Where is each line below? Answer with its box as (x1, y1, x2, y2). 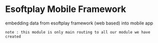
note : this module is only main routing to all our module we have (5, 29, 151, 34)
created (5, 34, 21, 39)
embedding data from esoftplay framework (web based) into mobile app (5, 20, 154, 26)
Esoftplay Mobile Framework (5, 3, 126, 15)
